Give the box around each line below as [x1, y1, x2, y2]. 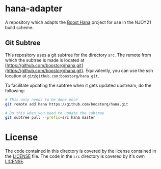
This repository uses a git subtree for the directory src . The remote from [5, 52, 151, 58]
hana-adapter [5, 3, 63, 14]
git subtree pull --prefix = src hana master [5, 115, 96, 120]
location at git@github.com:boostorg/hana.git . [5, 72, 99, 79]
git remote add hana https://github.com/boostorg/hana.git [5, 101, 129, 106]
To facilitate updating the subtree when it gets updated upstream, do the [5, 82, 152, 88]
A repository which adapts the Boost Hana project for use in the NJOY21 [5, 19, 151, 25]
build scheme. [5, 24, 34, 30]
